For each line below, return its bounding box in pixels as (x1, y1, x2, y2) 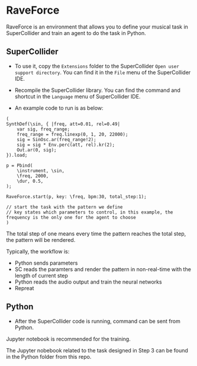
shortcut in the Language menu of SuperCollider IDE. (14, 93, 141, 100)
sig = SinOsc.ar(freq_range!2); (17, 136, 96, 142)
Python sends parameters (14, 259, 78, 266)
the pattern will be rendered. (6, 236, 76, 243)
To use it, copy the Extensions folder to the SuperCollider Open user (14, 62, 179, 69)
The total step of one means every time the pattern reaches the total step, (6, 230, 186, 237)
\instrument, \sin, (17, 167, 65, 174)
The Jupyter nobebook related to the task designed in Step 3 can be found (6, 346, 188, 354)
